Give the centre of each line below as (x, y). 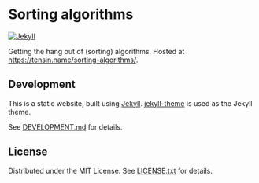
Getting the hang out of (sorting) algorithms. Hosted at (96, 51)
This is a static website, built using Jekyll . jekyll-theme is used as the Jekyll (130, 103)
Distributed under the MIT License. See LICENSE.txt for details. (110, 170)
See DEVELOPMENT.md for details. (65, 126)
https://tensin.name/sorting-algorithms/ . (73, 60)
